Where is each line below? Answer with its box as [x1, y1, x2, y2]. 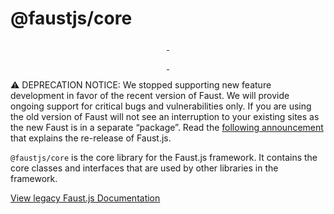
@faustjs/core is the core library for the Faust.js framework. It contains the [10, 151, 318, 163]
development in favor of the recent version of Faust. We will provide [10, 89, 290, 101]
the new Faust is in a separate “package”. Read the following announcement [10, 121, 324, 133]
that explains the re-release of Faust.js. [10, 132, 172, 144]
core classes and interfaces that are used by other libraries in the [10, 162, 279, 174]
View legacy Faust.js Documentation [10, 192, 161, 204]
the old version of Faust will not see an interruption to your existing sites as [10, 110, 320, 122]
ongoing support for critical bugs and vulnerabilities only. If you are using [10, 100, 312, 112]
